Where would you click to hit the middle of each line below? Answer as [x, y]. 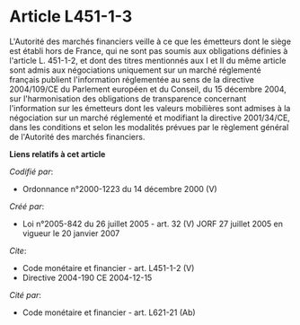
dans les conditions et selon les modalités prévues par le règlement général [149, 127]
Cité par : [26, 294]
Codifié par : [31, 171]
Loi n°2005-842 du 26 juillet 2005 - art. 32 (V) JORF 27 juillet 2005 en [153, 224]
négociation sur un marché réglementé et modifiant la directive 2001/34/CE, [150, 118]
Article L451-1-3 [71, 17]
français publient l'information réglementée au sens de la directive [132, 79]
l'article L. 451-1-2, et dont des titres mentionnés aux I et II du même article [148, 60]
